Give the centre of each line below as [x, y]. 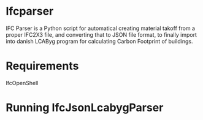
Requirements [42, 66]
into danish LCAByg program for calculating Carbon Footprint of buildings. [99, 41]
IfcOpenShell [22, 83]
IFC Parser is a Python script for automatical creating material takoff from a [101, 28]
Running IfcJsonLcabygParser [85, 108]
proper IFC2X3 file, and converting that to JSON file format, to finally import [101, 34]
